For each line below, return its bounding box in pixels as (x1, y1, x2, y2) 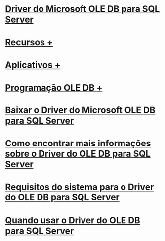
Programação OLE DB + (5, 82, 103, 93)
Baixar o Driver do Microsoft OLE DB (5, 104, 156, 116)
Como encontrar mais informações (5, 138, 151, 149)
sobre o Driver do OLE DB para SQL (5, 148, 151, 159)
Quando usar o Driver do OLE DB (5, 214, 141, 226)
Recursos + (5, 37, 53, 48)
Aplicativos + (5, 59, 61, 70)
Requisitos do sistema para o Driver (5, 182, 154, 193)
